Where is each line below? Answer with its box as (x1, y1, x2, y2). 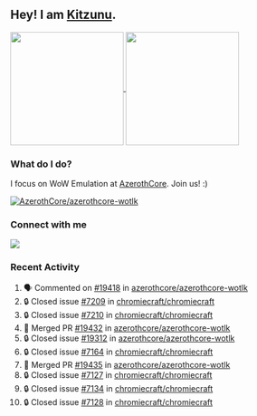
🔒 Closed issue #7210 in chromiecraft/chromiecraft (23, 309, 214, 320)
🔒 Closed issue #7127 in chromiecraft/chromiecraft (23, 369, 213, 380)
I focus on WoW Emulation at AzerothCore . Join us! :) (10, 179, 208, 189)
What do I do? (10, 158, 72, 170)
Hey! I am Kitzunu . (10, 7, 117, 23)
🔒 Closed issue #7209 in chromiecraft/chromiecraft (23, 295, 215, 306)
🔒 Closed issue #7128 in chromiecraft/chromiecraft (23, 396, 214, 407)
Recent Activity (10, 261, 81, 274)
